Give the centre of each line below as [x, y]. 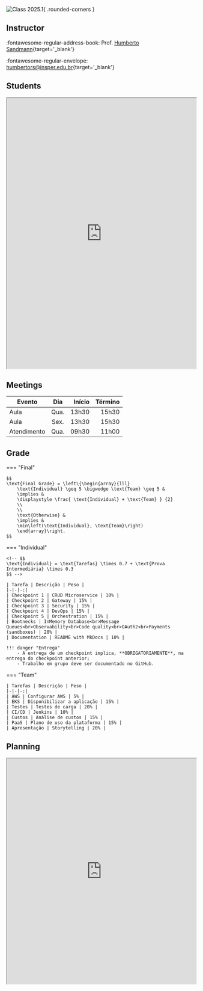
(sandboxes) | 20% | [32, 632]
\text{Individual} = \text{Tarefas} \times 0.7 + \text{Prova [86, 564]
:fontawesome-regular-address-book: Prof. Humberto [73, 43]
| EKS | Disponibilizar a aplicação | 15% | [63, 702]
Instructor [26, 28]
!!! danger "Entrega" [33, 648]
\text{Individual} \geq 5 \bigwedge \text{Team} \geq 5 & [91, 489]
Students [24, 86]
